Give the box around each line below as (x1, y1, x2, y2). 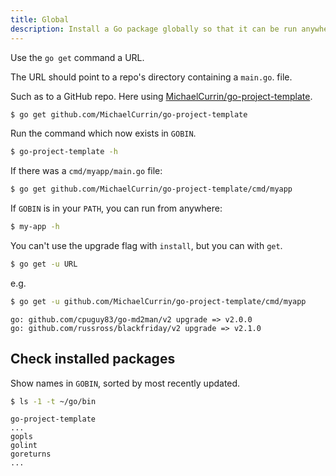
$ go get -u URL (10, 259, 78, 269)
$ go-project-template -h (10, 147, 118, 157)
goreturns (10, 449, 52, 460)
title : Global (10, 14, 70, 25)
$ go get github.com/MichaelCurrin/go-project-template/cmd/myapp (10, 184, 293, 195)
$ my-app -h (10, 222, 60, 232)
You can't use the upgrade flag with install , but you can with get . (10, 240, 283, 251)
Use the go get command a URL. (10, 51, 145, 63)
